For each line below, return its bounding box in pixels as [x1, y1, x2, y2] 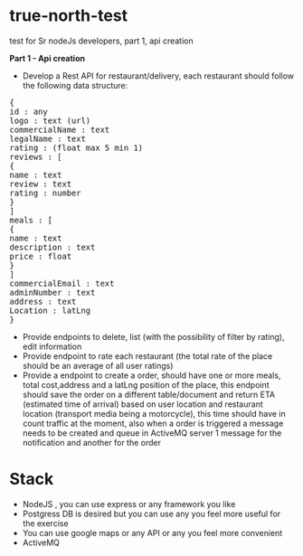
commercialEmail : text [9, 278, 115, 288]
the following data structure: [22, 80, 128, 90]
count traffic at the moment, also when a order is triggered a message [22, 418, 284, 429]
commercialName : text [9, 124, 110, 135]
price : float [9, 250, 72, 261]
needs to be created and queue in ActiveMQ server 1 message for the [22, 427, 282, 438]
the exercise [22, 517, 70, 529]
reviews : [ [9, 151, 62, 162]
